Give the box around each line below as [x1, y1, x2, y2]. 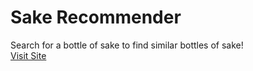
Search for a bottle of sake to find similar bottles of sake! [10, 39, 244, 51]
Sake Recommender [10, 6, 182, 29]
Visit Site [10, 49, 47, 61]
